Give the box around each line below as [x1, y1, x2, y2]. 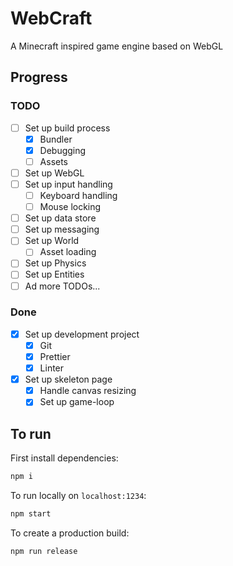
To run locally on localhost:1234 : [10, 489, 147, 501]
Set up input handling [24, 178, 113, 190]
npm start [10, 508, 52, 519]
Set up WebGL [24, 167, 85, 179]
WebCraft [10, 7, 93, 30]
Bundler [39, 133, 73, 145]
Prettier [39, 350, 71, 362]
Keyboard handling [39, 190, 118, 201]
